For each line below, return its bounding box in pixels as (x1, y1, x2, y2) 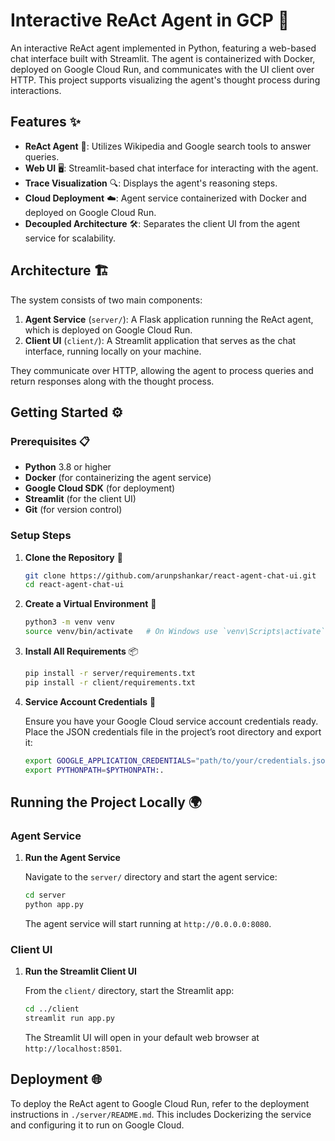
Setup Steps (10, 529, 72, 543)
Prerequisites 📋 (10, 434, 90, 448)
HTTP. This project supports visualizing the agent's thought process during (10, 74, 321, 86)
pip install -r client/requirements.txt (24, 677, 196, 688)
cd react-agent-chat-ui (24, 580, 125, 590)
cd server (24, 890, 67, 901)
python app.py (24, 900, 84, 910)
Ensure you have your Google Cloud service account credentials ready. (24, 715, 319, 727)
